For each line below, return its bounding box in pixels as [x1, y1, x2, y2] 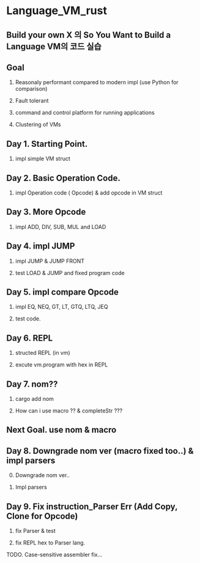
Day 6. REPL [6, 333, 53, 343]
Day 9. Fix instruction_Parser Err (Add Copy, [6, 501, 178, 511]
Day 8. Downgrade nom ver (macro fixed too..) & [6, 446, 194, 456]
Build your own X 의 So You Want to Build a [6, 29, 171, 40]
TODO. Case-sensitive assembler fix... [6, 551, 103, 559]
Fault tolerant [15, 97, 49, 104]
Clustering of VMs [15, 121, 61, 128]
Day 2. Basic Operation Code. [6, 173, 120, 183]
